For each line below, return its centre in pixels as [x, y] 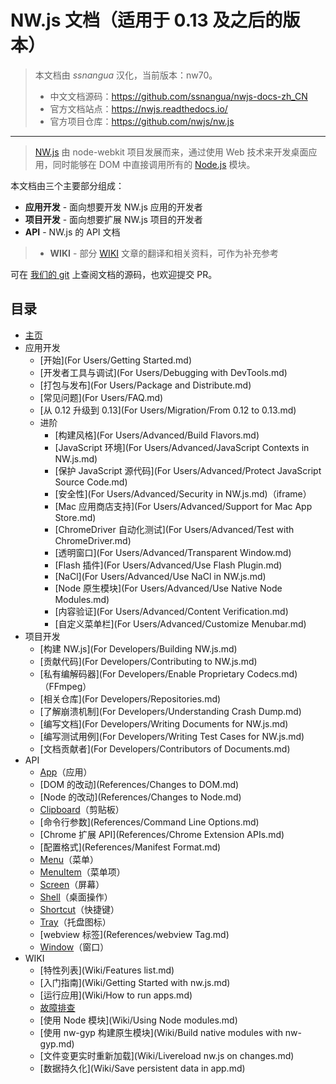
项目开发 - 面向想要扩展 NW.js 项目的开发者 [113, 219]
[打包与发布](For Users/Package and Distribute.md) [145, 385]
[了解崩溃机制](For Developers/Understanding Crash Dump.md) [170, 711]
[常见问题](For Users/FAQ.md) [101, 397]
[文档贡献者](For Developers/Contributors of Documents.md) [165, 748]
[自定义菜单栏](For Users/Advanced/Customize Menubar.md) [180, 623]
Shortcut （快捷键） [79, 909]
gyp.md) [57, 1043]
